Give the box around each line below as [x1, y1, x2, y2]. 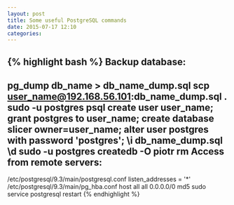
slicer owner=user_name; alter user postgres [7, 124, 209, 135]
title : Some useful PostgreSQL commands [7, 17, 128, 24]
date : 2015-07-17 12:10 [7, 23, 77, 30]
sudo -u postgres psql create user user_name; [7, 102, 214, 114]
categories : [7, 29, 42, 37]
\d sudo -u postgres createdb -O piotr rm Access [7, 145, 225, 158]
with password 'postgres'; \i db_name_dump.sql [7, 135, 223, 147]
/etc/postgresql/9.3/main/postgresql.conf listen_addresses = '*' [7, 175, 191, 183]
